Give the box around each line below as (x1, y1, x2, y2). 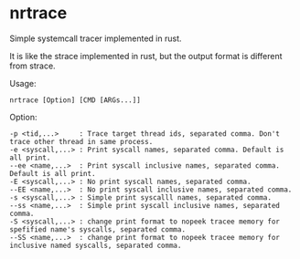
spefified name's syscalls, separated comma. (9, 224, 186, 234)
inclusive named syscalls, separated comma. (9, 241, 182, 250)
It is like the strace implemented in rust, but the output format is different (9, 50, 283, 61)
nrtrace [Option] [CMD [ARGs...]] (9, 95, 142, 105)
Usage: (9, 78, 37, 88)
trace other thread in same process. (9, 137, 154, 146)
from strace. (9, 60, 57, 71)
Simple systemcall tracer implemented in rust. (9, 33, 182, 44)
